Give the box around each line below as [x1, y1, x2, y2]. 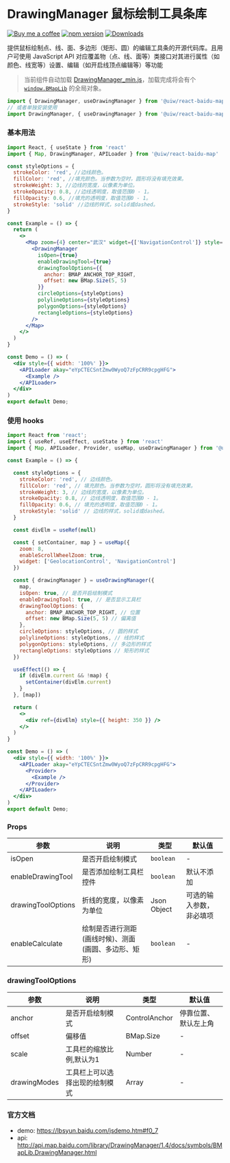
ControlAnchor [125, 1013, 173, 1022]
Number [125, 1049, 152, 1059]
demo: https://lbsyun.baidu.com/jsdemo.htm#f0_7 [16, 1126, 159, 1134]
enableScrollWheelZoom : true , [19, 552, 106, 558]
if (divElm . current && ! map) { [19, 673, 109, 679]
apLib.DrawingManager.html [16, 1148, 97, 1156]
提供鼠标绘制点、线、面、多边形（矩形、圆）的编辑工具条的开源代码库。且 [7, 43, 217, 52]
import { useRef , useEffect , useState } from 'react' [7, 438, 164, 445]
